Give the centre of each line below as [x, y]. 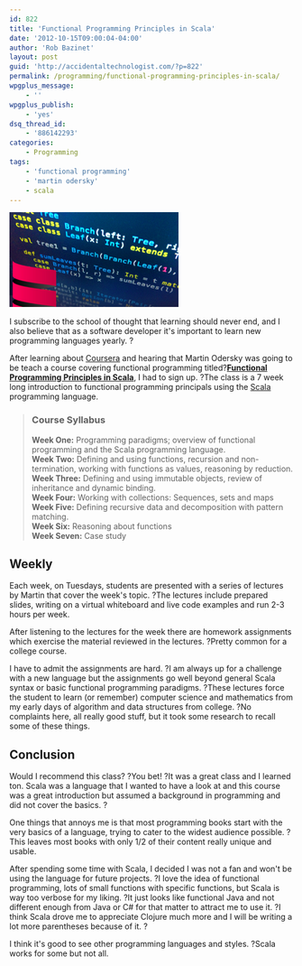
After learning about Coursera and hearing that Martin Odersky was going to [151, 358]
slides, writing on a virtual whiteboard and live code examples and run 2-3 [147, 605]
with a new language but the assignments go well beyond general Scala [142, 678]
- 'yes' [40, 114]
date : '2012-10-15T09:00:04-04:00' [76, 38]
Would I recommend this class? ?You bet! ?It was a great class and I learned [150, 776]
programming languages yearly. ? [71, 341]
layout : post [34, 57]
